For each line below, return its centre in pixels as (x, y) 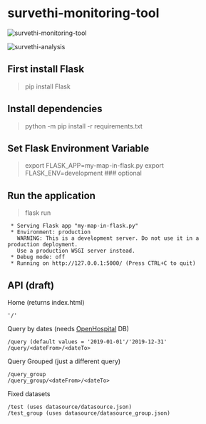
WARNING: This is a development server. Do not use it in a (108, 238)
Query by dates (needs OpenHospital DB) (68, 329)
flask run (38, 213)
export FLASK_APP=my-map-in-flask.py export (94, 166)
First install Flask (46, 69)
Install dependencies (55, 109)
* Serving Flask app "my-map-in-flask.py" (74, 226)
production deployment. (43, 245)
